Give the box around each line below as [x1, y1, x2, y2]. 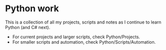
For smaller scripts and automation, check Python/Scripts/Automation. [12, 39, 156, 45]
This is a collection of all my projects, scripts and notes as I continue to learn [5, 19, 162, 25]
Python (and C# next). [5, 24, 51, 30]
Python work [5, 3, 59, 14]
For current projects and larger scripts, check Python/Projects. [12, 34, 140, 40]
